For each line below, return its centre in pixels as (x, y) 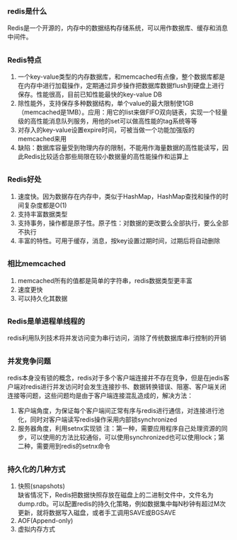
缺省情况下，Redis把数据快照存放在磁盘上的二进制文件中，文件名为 (116, 495)
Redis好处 (24, 180)
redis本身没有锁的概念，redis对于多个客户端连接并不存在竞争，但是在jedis (116, 378)
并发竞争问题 (29, 361)
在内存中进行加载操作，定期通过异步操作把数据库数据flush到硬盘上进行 (121, 86)
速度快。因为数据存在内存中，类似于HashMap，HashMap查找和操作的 (120, 196)
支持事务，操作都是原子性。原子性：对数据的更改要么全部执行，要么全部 (123, 223)
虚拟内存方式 (36, 529)
